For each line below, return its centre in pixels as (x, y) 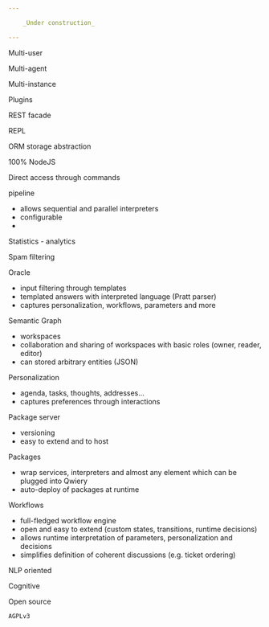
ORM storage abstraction (50, 146)
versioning (37, 432)
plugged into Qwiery (54, 481)
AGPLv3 (19, 616)
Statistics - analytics (42, 241)
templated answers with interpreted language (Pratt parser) (118, 296)
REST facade (30, 115)
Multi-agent (28, 68)
